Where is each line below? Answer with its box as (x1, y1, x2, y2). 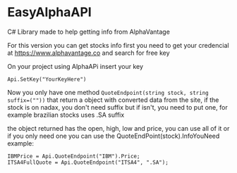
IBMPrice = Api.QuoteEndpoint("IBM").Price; (7, 153, 140, 160)
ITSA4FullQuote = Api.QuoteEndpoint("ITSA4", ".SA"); (7, 159, 169, 166)
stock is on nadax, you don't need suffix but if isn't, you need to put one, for (7, 103, 228, 111)
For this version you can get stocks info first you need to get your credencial (7, 41, 229, 49)
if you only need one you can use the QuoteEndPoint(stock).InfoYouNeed (7, 132, 220, 140)
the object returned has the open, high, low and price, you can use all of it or (7, 124, 230, 132)
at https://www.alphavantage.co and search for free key (7, 49, 171, 57)
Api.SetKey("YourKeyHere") (7, 75, 87, 83)
